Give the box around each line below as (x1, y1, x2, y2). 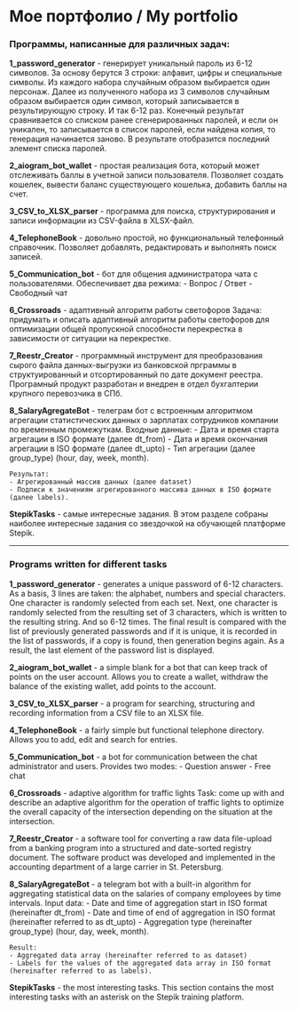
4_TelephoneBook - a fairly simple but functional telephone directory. (9, 725, 264, 735)
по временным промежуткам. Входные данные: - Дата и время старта (9, 424, 279, 435)
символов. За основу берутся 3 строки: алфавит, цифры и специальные (9, 68, 282, 78)
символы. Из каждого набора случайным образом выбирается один (9, 77, 271, 88)
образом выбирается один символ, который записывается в (9, 96, 239, 107)
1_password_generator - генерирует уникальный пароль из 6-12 (9, 58, 253, 68)
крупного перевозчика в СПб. (9, 389, 122, 399)
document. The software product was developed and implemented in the (9, 852, 276, 863)
